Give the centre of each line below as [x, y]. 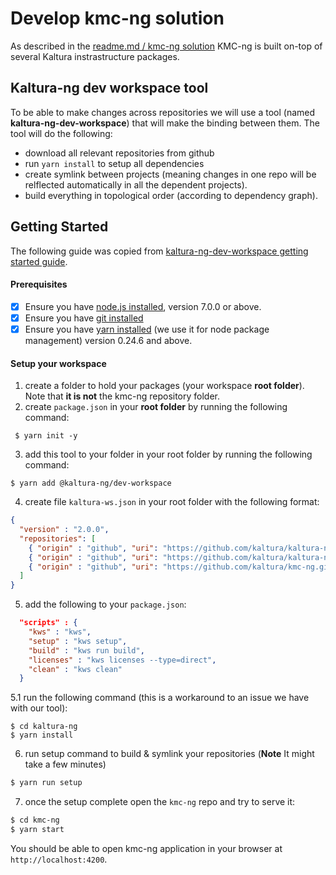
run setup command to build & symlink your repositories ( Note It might [169, 754]
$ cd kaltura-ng [44, 727]
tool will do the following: [61, 133]
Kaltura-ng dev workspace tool [109, 88]
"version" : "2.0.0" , [64, 530]
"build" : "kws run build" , [86, 650]
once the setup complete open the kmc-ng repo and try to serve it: [160, 802]
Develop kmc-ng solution [117, 18]
